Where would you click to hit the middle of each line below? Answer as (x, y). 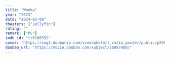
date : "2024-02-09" (26, 19)
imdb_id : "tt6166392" (28, 38)
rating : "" (17, 29)
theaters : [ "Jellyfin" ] (30, 24)
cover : (12, 43)
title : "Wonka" (21, 10)
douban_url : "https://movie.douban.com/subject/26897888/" (69, 47)
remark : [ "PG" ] (21, 33)
